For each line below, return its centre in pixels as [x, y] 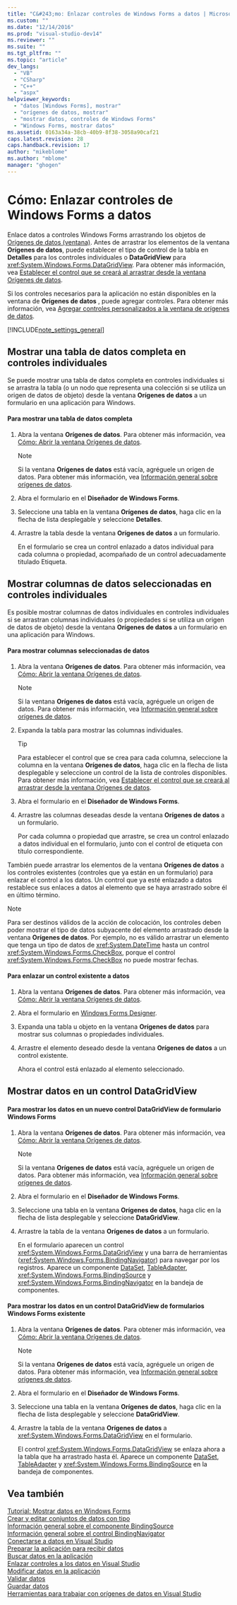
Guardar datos [28, 1586]
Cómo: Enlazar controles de [90, 200]
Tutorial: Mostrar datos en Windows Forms [69, 1511]
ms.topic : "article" [38, 60]
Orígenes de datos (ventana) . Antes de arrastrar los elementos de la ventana [119, 242]
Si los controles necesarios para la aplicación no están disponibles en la [112, 293]
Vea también [36, 1494]
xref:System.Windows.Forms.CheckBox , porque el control [91, 952]
